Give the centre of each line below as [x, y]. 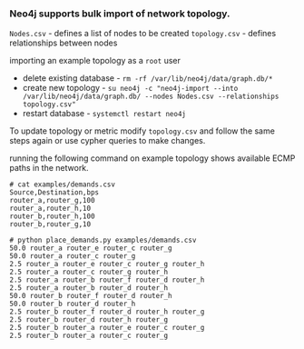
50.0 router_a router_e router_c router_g [91, 248]
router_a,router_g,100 [52, 201]
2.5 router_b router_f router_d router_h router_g [107, 312]
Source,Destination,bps [54, 193]
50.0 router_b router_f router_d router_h [91, 296]
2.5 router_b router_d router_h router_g [89, 320]
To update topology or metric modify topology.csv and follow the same [142, 131]
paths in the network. [49, 168]
